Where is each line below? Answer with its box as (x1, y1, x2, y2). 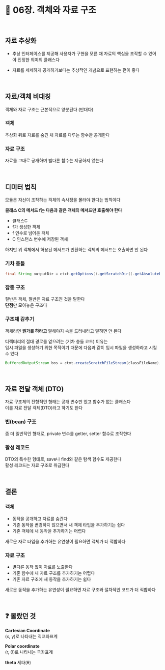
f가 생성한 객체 (12, 224, 41, 230)
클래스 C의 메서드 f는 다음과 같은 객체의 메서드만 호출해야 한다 (5, 207, 122, 213)
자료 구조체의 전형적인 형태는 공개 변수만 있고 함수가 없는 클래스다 (5, 399, 131, 405)
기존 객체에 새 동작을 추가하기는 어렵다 (12, 528, 86, 534)
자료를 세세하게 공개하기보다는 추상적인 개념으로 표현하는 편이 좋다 (12, 67, 140, 73)
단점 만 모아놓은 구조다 (5, 302, 48, 308)
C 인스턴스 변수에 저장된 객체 (12, 236, 68, 242)
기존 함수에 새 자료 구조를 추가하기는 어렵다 (12, 570, 95, 576)
